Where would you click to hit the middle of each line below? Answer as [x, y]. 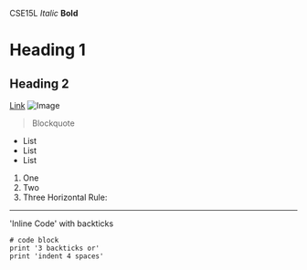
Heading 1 [48, 50]
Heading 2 [40, 83]
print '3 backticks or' [55, 248]
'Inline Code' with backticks [62, 223]
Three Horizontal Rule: [65, 197]
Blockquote [53, 123]
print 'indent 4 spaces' [57, 256]
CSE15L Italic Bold [44, 13]
